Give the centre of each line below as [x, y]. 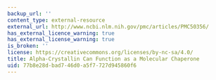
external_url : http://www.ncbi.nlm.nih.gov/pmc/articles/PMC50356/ [108, 26]
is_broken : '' [28, 46]
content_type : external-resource [56, 20]
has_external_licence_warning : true [61, 33]
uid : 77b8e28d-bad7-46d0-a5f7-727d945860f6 [72, 65]
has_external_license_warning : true [61, 40]
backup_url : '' [30, 14]
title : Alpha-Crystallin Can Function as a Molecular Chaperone [103, 59]
